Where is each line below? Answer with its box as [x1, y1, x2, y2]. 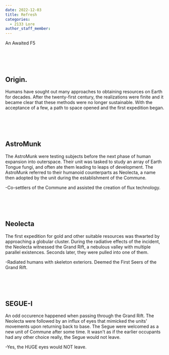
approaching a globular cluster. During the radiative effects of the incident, [5, 238, 160, 244]
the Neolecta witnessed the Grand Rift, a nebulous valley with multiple [5, 243, 151, 250]
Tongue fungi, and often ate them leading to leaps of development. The [5, 164, 153, 170]
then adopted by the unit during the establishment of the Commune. [5, 175, 147, 181]
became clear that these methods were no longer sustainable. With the [5, 99, 153, 105]
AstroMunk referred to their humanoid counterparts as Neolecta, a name [5, 169, 156, 175]
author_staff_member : [5, 26, 51, 31]
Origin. [5, 75, 28, 84]
